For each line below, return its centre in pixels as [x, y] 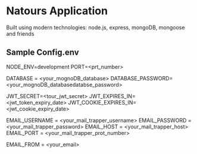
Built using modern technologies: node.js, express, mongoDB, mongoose [96, 27]
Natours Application [57, 11]
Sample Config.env [43, 53]
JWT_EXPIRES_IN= [112, 96]
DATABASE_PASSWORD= [142, 78]
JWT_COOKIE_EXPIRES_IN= [102, 102]
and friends [20, 33]
